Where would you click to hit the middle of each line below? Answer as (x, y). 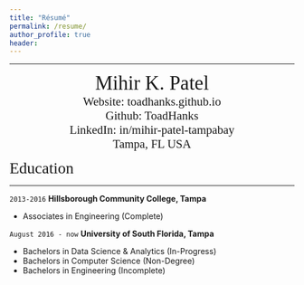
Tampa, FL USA (152, 144)
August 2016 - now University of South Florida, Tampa (112, 234)
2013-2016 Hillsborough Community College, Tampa (108, 199)
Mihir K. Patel (152, 83)
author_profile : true (50, 34)
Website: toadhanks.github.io (152, 102)
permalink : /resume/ (48, 26)
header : (24, 43)
